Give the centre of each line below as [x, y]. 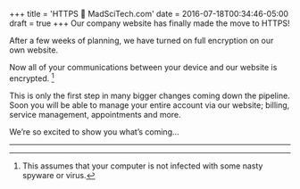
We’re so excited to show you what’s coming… [95, 131]
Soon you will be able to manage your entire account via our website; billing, [150, 105]
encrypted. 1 [32, 78]
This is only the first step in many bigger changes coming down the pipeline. [150, 95]
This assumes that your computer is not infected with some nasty [142, 166]
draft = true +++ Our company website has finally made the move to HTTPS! [150, 23]
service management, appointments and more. [95, 114]
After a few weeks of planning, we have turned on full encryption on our [142, 41]
